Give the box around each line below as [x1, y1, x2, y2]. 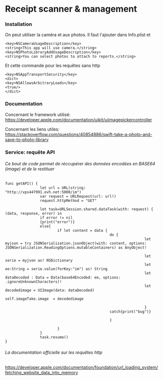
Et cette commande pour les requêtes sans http [5, 62, 101, 69]
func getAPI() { [5, 181, 38, 186]
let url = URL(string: [39, 185, 86, 190]
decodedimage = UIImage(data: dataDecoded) [5, 288, 95, 293]
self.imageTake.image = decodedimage [5, 296, 84, 301]
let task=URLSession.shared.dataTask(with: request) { [39, 206, 153, 212]
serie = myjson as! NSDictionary [5, 258, 73, 263]
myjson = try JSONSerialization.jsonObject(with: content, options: [5, 240, 147, 246]
